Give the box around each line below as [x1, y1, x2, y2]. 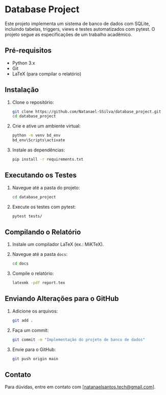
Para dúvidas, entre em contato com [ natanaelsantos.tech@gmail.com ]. [5, 384, 156, 390]
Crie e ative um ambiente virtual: [12, 123, 81, 129]
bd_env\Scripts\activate [12, 138, 65, 143]
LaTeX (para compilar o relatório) [12, 71, 82, 77]
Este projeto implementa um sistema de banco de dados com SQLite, [5, 20, 150, 27]
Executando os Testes [5, 171, 77, 180]
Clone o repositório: [12, 99, 54, 105]
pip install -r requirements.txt [12, 157, 84, 162]
